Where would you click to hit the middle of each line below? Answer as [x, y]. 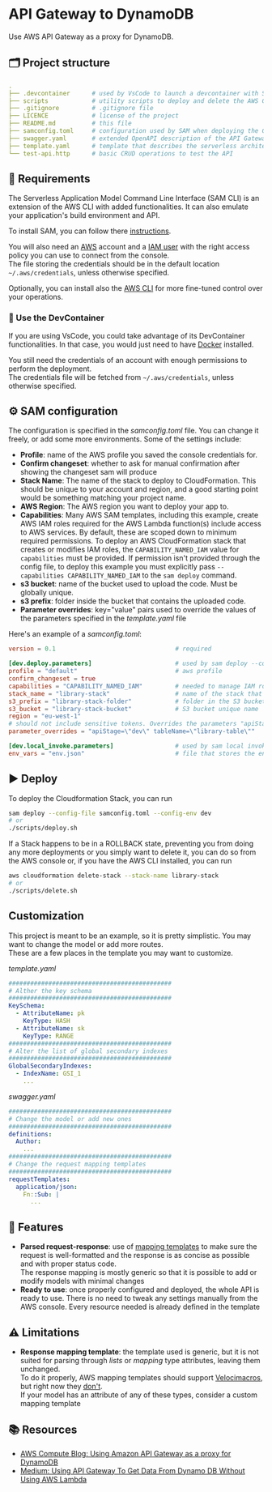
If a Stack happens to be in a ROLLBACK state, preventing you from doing [131, 844]
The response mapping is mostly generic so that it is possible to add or [138, 1272]
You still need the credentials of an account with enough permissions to [128, 360]
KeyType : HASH [47, 1021]
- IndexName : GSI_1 [49, 1074]
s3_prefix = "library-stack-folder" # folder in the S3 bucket [137, 701]
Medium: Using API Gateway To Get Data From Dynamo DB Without [132, 1470]
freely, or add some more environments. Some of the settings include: [125, 439]
